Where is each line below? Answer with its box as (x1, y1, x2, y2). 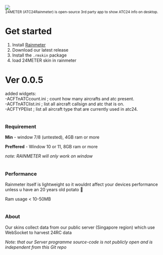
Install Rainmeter (12, 41, 46, 48)
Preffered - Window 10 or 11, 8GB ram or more (5, 144, 98, 150)
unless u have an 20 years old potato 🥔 (5, 187, 84, 192)
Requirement (5, 123, 36, 130)
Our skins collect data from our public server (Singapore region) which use (5, 224, 155, 230)
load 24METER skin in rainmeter (12, 57, 77, 63)
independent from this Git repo (5, 244, 67, 250)
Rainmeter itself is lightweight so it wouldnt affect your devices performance (5, 181, 158, 187)
